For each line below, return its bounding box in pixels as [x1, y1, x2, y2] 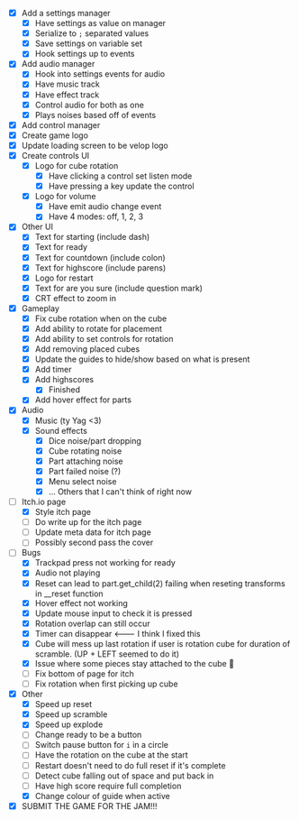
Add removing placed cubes [34, 344, 140, 354]
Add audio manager [21, 59, 95, 69]
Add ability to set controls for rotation [34, 334, 174, 344]
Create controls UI [21, 150, 90, 161]
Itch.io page [21, 496, 67, 507]
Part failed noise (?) [48, 465, 122, 476]
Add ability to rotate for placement [34, 323, 163, 334]
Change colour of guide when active [34, 790, 170, 801]
